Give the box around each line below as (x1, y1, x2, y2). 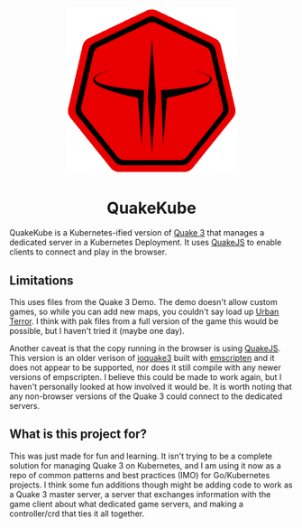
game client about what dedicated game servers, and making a (9, 498, 243, 509)
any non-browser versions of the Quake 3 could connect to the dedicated (9, 391, 283, 402)
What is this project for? (9, 427, 147, 442)
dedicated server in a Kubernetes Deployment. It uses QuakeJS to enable (9, 237, 282, 248)
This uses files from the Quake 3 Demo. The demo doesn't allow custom (9, 297, 278, 308)
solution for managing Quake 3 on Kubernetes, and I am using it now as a (9, 459, 281, 471)
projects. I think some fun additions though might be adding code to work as (9, 479, 293, 490)
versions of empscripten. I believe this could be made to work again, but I (9, 372, 282, 383)
